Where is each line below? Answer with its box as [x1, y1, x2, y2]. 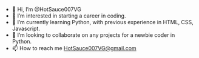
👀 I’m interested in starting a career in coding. [12, 12, 126, 19]
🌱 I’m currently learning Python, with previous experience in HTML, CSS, [12, 19, 194, 25]
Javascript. [12, 25, 41, 32]
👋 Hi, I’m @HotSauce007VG [12, 6, 82, 13]
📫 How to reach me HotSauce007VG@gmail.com [12, 45, 137, 51]
